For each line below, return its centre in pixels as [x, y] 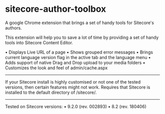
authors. [14, 28]
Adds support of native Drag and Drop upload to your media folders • [75, 62]
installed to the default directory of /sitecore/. [51, 92]
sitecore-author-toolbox [56, 9]
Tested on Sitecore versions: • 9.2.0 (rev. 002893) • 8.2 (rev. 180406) [76, 106]
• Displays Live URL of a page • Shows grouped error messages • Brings [79, 52]
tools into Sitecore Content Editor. [39, 42]
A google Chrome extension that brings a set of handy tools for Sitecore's [80, 23]
